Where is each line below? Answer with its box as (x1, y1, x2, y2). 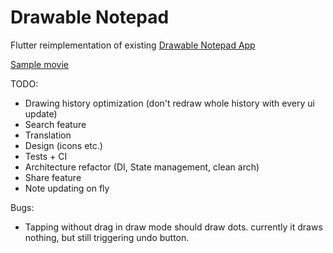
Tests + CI (24, 150, 68, 162)
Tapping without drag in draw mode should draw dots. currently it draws (24, 221, 323, 233)
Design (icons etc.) (24, 139, 103, 151)
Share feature (24, 171, 82, 183)
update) (24, 107, 58, 120)
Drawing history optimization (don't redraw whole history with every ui (24, 97, 315, 109)
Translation (24, 129, 72, 141)
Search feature (24, 118, 87, 130)
